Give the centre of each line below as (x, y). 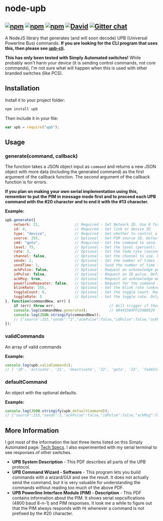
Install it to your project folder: (35, 100)
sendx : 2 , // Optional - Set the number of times (84, 261)
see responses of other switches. (38, 453)
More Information (32, 431)
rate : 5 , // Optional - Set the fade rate (78, 252)
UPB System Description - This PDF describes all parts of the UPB (79, 462)
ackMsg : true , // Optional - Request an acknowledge (83, 279)
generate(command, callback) (41, 156)
